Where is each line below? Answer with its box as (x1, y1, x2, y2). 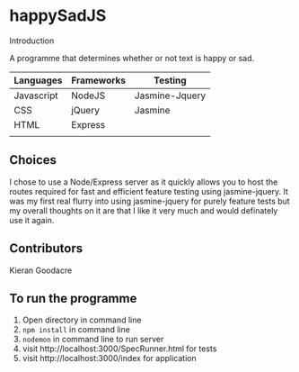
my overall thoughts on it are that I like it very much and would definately (9, 204, 278, 216)
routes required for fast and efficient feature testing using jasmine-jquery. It (9, 186, 289, 196)
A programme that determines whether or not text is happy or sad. (9, 52, 255, 63)
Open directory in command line (22, 314, 142, 325)
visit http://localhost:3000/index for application (22, 353, 197, 364)
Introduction (9, 35, 55, 46)
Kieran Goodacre (9, 265, 73, 276)
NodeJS (71, 89, 106, 102)
